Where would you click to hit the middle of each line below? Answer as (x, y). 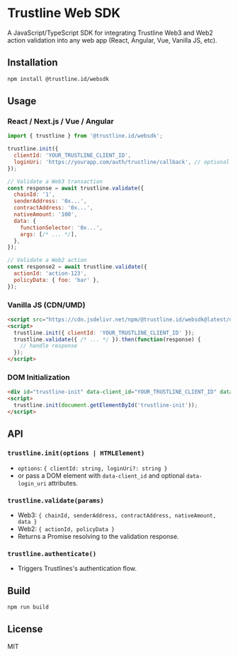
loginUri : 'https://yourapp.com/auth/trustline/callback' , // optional (122, 162)
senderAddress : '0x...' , (50, 201)
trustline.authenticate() (52, 554)
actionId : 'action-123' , (50, 274)
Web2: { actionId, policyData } (66, 529)
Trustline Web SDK (64, 13)
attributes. (63, 483)
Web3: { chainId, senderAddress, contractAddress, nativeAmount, (117, 515)
